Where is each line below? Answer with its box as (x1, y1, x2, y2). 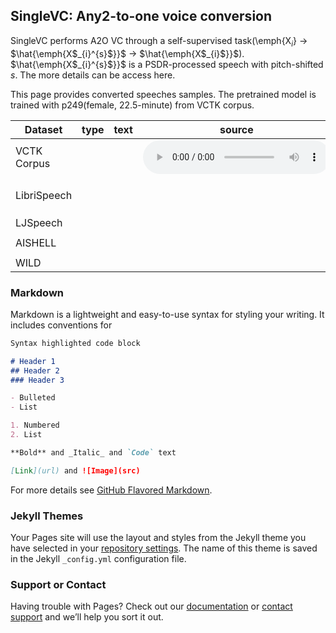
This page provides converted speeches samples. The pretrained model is (10, 88, 317, 100)
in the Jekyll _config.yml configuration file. (10, 552, 187, 564)
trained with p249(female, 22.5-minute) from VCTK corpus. (10, 99, 255, 111)
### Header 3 (10, 375, 65, 385)
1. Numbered (10, 420, 60, 431)
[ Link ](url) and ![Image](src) (10, 465, 141, 476)
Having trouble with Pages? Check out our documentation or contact (10, 600, 293, 613)
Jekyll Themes (10, 509, 84, 523)
